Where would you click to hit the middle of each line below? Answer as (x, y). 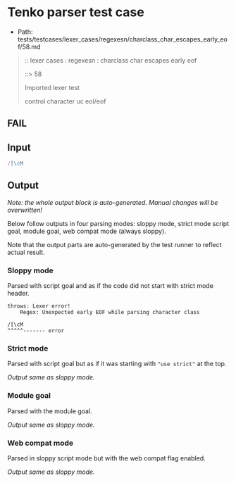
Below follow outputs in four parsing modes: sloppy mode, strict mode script (118, 223)
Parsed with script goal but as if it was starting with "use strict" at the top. (117, 364)
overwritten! (25, 210)
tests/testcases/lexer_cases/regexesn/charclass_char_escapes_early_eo (122, 39)
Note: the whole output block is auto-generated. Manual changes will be (113, 202)
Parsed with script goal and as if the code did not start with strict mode (110, 286)
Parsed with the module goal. (50, 411)
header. (18, 294)
